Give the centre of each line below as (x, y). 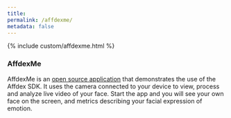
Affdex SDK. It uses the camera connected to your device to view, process (113, 86)
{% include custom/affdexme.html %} (61, 46)
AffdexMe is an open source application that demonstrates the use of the (112, 79)
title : (17, 13)
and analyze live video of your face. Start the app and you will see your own (115, 93)
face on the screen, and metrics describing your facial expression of (105, 101)
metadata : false (31, 26)
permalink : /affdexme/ (40, 20)
